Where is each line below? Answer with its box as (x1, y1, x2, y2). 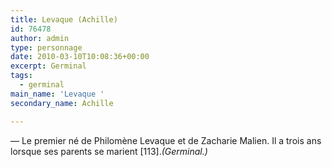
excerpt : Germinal (10, 61, 87, 71)
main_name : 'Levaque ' (10, 89, 105, 99)
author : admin (10, 33, 70, 43)
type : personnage (10, 42, 83, 53)
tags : (10, 71, 33, 81)
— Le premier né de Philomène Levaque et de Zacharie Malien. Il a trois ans (10, 134, 322, 146)
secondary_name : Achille (10, 98, 114, 108)
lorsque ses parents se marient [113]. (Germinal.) (10, 145, 208, 157)
